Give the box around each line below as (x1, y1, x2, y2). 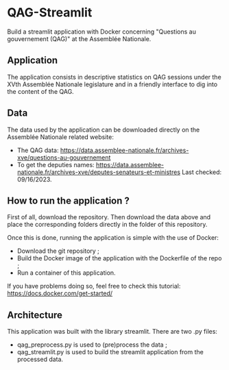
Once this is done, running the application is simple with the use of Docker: (7, 234, 219, 242)
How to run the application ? (7, 195, 130, 206)
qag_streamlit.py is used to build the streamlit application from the (16, 348, 204, 356)
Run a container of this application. (16, 269, 116, 277)
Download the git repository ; (16, 247, 99, 255)
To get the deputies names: (16, 160, 95, 169)
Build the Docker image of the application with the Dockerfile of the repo (16, 254, 222, 262)
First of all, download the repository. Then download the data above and (7, 213, 211, 221)
